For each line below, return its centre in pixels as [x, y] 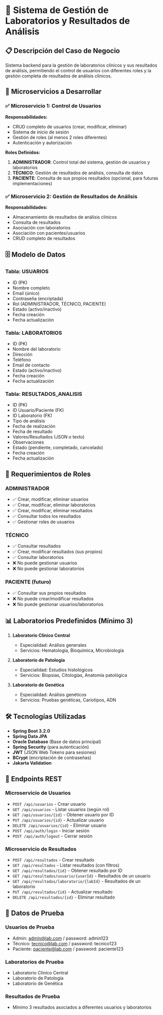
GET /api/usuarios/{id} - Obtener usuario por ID [63, 814]
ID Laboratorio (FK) [32, 415]
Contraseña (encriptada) [38, 299]
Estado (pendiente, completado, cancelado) [58, 448]
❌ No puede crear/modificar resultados [53, 599]
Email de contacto [31, 365]
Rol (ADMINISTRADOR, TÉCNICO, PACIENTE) [59, 304]
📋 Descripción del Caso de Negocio [63, 50]
